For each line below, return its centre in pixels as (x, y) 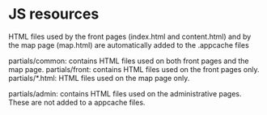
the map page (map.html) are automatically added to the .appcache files (129, 45)
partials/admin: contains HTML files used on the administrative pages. (125, 93)
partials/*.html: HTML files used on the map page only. (99, 78)
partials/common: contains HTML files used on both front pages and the (129, 61)
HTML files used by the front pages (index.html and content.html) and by (130, 36)
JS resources (54, 14)
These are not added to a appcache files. (77, 102)
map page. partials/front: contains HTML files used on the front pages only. (134, 69)
